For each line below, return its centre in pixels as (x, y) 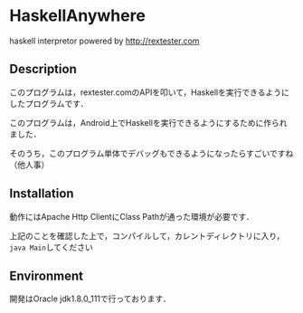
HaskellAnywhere (78, 16)
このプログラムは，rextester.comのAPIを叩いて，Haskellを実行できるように (149, 92)
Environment (47, 275)
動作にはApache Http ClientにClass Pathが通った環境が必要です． (132, 216)
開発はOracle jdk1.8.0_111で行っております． (90, 299)
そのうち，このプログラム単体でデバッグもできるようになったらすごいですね (151, 153)
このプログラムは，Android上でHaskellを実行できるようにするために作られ (148, 122)
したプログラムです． (49, 103)
